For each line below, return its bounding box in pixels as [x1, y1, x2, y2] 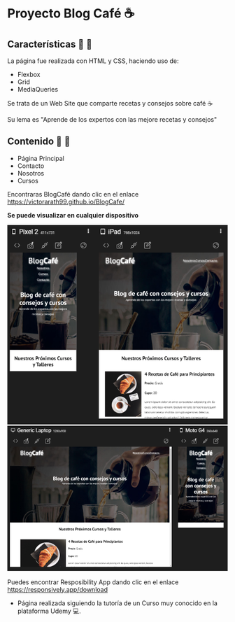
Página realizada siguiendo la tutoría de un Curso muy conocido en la [17, 599, 218, 607]
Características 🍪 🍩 [7, 38, 93, 50]
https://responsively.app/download [7, 585, 108, 593]
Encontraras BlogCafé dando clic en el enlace [7, 190, 139, 198]
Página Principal [17, 154, 65, 162]
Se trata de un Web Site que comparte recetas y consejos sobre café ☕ [7, 99, 213, 107]
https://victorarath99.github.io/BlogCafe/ [7, 197, 124, 206]
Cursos [17, 176, 38, 185]
